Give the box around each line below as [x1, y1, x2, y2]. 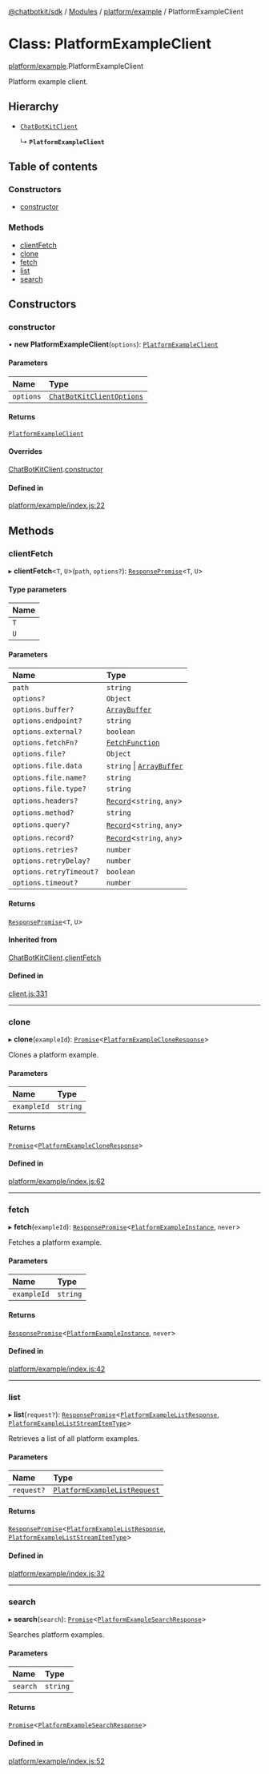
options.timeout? [12, 878, 78, 888]
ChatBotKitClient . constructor [8, 464, 104, 475]
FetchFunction [106, 738, 160, 748]
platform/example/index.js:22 [8, 500, 106, 511]
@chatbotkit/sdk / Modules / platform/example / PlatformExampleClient [8, 7, 244, 16]
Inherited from [8, 935, 58, 945]
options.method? [12, 809, 74, 817]
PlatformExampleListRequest [53, 1486, 160, 1495]
